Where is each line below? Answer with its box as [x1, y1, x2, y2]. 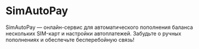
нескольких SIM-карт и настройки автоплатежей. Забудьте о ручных [5, 30, 182, 37]
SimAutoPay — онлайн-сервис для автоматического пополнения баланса [5, 24, 193, 31]
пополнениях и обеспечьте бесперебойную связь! [5, 36, 135, 43]
